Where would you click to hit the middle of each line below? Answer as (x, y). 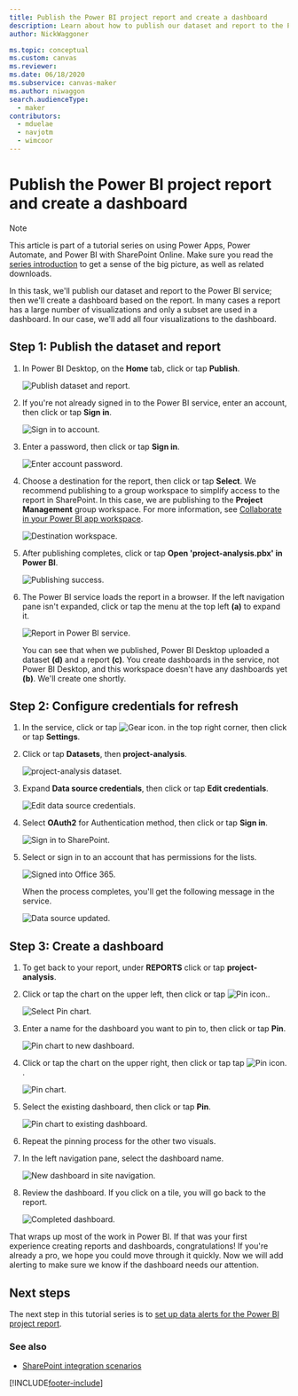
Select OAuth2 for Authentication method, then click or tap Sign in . (145, 823)
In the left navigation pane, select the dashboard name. (123, 1158)
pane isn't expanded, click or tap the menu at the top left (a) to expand (151, 606)
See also (28, 1346)
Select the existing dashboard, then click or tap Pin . (116, 1107)
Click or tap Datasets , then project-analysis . (105, 754)
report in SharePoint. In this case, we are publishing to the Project (142, 500)
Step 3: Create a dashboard (86, 946)
